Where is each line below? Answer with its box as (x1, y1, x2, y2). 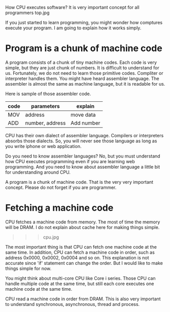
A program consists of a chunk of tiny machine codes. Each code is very (5, 59, 157, 65)
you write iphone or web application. (5, 143, 82, 149)
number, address (25, 119, 66, 126)
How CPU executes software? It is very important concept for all (5, 5, 140, 10)
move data (71, 111, 96, 118)
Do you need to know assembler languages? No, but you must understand (5, 153, 161, 159)
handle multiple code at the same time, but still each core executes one (5, 281, 154, 287)
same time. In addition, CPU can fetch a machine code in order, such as (5, 249, 155, 255)
